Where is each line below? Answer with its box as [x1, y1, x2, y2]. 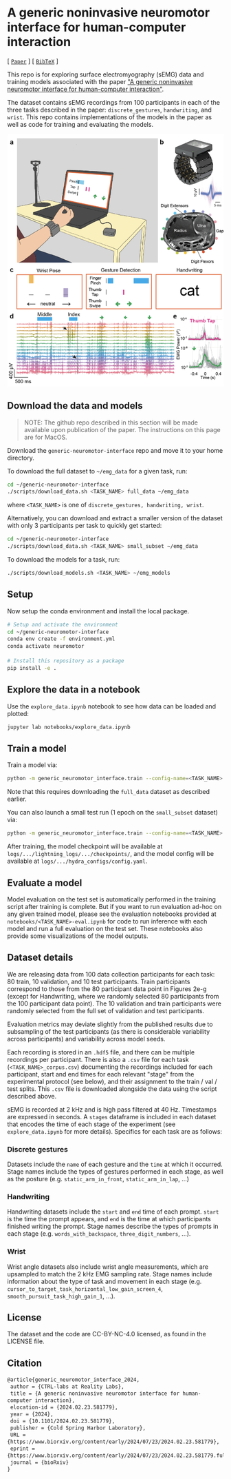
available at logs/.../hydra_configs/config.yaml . [7, 857, 148, 866]
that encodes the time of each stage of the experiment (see [7, 1120, 176, 1128]
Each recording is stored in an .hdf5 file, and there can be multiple [7, 1048, 195, 1056]
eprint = [10, 1445, 36, 1452]
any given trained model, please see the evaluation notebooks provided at [7, 910, 217, 918]
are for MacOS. [23, 433, 67, 441]
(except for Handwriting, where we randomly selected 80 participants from [7, 992, 219, 1000]
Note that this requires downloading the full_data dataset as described [7, 788, 210, 796]
